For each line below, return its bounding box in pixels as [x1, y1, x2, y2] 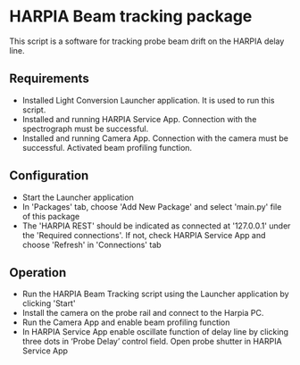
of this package [21, 211, 80, 221]
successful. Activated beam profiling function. [21, 142, 193, 153]
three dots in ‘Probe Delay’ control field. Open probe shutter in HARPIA [21, 336, 283, 347]
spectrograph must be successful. [21, 123, 149, 134]
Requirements [9, 71, 89, 87]
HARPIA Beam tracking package [9, 6, 253, 27]
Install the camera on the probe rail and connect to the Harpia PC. [21, 308, 264, 319]
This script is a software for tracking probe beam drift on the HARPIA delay [9, 36, 285, 46]
